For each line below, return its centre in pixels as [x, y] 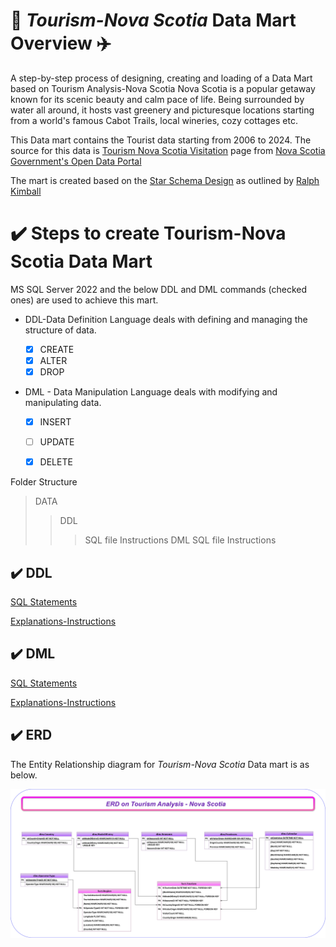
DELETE [56, 462]
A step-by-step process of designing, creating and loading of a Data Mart [161, 78]
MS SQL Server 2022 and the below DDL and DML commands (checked [159, 289]
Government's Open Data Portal [76, 161]
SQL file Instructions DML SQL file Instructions [180, 540]
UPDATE [57, 442]
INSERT [55, 422]
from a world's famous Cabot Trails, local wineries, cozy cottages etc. [154, 120]
